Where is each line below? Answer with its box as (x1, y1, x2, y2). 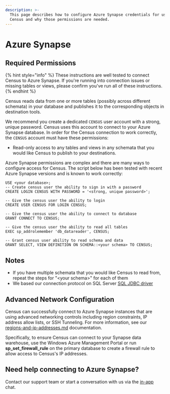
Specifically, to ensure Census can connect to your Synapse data (5, 335, 142, 340)
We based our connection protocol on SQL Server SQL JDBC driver (12, 281, 153, 287)
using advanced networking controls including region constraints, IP (5, 314, 148, 320)
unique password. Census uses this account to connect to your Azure (5, 124, 151, 130)
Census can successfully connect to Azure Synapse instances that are (5, 308, 153, 314)
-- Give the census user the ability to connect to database (5, 211, 137, 217)
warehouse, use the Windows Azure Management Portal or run (5, 340, 137, 346)
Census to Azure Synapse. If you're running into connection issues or (5, 77, 150, 84)
